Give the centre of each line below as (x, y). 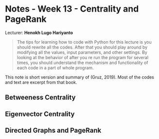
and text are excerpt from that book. (41, 82)
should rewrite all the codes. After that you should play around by (82, 47)
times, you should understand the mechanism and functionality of (82, 62)
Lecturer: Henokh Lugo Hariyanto (39, 32)
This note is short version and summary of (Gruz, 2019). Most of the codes (79, 77)
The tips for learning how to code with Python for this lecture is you (84, 42)
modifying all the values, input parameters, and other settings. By (82, 52)
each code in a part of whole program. (55, 68)
